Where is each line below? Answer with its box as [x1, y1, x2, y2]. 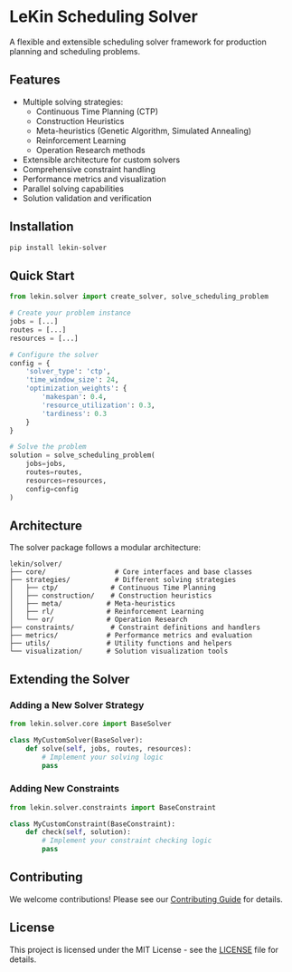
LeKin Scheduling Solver [9, 6, 199, 27]
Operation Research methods [35, 144, 146, 155]
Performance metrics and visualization [22, 173, 167, 184]
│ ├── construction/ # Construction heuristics [9, 591, 212, 600]
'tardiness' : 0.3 [42, 409, 107, 418]
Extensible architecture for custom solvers [22, 154, 181, 165]
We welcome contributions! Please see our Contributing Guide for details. [9, 893, 283, 904]
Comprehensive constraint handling [22, 163, 156, 174]
